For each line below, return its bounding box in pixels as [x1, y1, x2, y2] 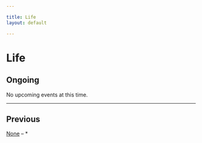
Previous [6, 114, 40, 124]
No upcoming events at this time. [6, 91, 88, 98]
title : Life [6, 14, 36, 20]
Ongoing [6, 75, 40, 85]
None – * [6, 130, 28, 138]
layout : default [6, 19, 47, 26]
